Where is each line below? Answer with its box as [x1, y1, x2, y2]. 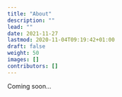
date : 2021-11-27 [7, 30, 59, 37]
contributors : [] [7, 63, 59, 70]
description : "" [7, 17, 55, 24]
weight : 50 [7, 50, 39, 57]
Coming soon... [7, 82, 51, 90]
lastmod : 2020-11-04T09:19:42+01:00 [7, 37, 115, 44]
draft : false [7, 43, 46, 50]
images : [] [7, 56, 39, 63]
